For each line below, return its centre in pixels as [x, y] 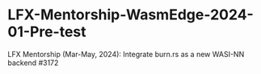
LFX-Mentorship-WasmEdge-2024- [130, 15]
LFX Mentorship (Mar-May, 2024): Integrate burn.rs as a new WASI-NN [126, 54]
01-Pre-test [47, 32]
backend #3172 [33, 63]
